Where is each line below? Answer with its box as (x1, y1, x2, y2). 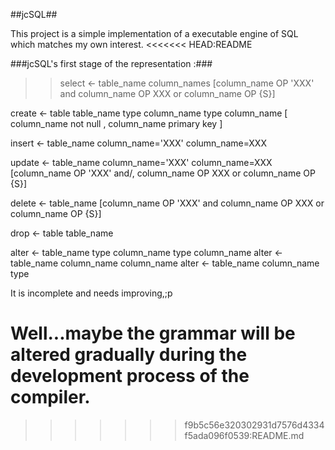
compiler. (10, 386, 91, 409)
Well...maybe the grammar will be (10, 322, 296, 345)
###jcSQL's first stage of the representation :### (10, 58, 213, 69)
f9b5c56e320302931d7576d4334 (184, 419, 325, 431)
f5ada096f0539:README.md (184, 429, 305, 441)
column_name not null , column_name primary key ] (10, 118, 223, 129)
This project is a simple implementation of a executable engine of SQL (10, 28, 299, 39)
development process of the (10, 365, 250, 388)
